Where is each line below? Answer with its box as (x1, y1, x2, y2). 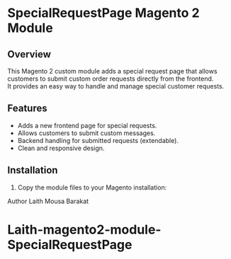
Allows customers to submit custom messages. (17, 129, 156, 137)
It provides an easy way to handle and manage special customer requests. (7, 82, 225, 90)
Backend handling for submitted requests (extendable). (17, 136, 179, 144)
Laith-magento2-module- (7, 221, 162, 238)
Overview (7, 48, 52, 60)
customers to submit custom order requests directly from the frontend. (7, 74, 214, 83)
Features (7, 103, 47, 115)
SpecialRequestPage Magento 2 (7, 5, 200, 21)
